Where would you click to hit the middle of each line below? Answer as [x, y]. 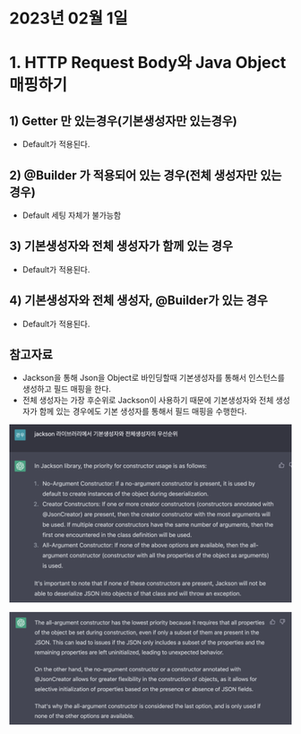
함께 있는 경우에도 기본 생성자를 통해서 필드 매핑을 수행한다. [143, 411]
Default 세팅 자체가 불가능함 [72, 215]
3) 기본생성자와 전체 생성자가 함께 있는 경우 [121, 246]
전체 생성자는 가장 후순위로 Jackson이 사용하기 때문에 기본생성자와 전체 [148, 401]
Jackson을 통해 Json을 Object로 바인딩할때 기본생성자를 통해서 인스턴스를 [153, 378]
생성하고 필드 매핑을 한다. [67, 389]
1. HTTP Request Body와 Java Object [148, 63]
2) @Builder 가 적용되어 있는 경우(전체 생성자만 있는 [146, 175]
